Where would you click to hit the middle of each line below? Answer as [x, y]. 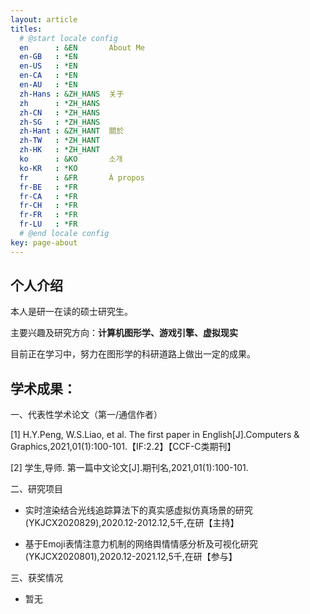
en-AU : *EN [48, 85]
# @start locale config [68, 38]
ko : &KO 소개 [71, 159]
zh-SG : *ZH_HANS [60, 122]
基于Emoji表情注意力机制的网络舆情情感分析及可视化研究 [141, 544]
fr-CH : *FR [48, 206]
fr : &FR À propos [82, 177]
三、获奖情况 [36, 578]
